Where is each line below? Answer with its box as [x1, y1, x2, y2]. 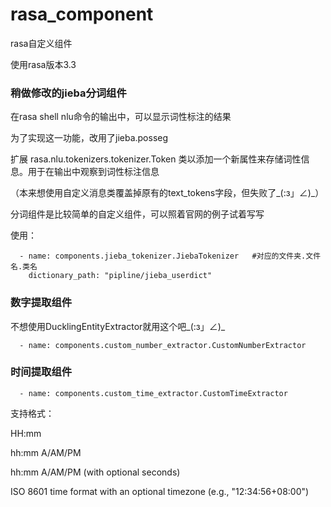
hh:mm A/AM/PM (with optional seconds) [10, 466, 181, 478]
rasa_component [10, 3, 154, 26]
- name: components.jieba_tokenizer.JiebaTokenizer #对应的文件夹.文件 [19, 251, 322, 262]
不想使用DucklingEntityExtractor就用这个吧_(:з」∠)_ [10, 320, 226, 332]
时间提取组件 [10, 365, 73, 379]
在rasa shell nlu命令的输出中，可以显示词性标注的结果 [10, 111, 232, 123]
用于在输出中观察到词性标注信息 [27, 166, 160, 178]
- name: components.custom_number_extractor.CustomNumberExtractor [19, 340, 307, 350]
